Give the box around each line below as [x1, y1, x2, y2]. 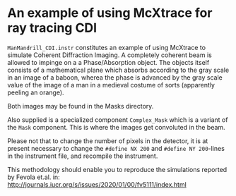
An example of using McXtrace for [7, 5, 213, 21]
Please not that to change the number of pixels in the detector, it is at [7, 136, 208, 145]
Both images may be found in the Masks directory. [7, 102, 154, 110]
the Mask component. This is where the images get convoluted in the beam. [7, 123, 225, 131]
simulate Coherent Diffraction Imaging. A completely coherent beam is [7, 51, 212, 59]
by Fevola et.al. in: [7, 173, 60, 181]
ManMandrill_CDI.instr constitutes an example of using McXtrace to [7, 43, 206, 51]
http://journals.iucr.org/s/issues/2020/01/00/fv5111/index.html [7, 180, 187, 188]
